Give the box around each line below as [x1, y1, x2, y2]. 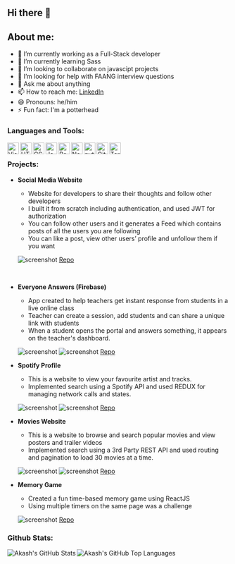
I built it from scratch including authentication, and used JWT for [27, 204, 215, 212]
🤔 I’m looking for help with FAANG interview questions [17, 72, 174, 81]
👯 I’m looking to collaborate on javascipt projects [17, 65, 159, 73]
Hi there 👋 [7, 7, 51, 19]
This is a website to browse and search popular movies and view [27, 431, 216, 439]
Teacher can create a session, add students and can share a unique [27, 311, 225, 319]
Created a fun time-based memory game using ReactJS [27, 494, 190, 503]
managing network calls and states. [27, 389, 132, 398]
